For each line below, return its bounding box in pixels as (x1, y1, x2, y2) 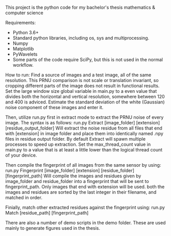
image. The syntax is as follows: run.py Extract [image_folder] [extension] (5, 120, 160, 125)
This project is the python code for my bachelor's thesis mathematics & (5, 5, 156, 10)
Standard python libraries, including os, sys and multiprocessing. (12, 35, 150, 41)
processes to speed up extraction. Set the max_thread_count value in (5, 141, 151, 147)
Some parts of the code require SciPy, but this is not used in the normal (12, 57, 163, 63)
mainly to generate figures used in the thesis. (5, 225, 101, 231)
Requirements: (5, 20, 36, 25)
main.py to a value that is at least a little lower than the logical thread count (5, 147, 163, 152)
